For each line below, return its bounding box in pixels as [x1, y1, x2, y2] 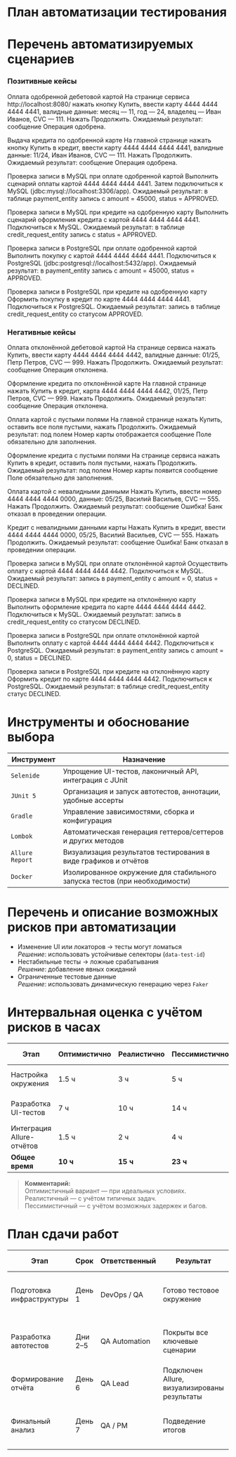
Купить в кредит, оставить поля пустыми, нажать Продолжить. [7, 458, 198, 467]
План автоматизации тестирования [7, 4, 227, 20]
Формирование [11, 1374, 65, 1384]
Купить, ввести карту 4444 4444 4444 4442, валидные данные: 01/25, [7, 351, 221, 359]
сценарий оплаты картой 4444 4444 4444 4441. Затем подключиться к [7, 179, 223, 188]
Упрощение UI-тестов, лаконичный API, [63, 766, 199, 776]
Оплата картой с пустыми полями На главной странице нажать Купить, [7, 415, 223, 424]
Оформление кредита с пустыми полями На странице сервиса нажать [7, 451, 221, 459]
